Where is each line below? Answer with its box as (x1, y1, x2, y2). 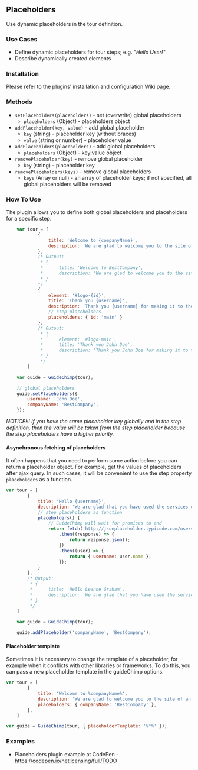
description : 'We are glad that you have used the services (37, 504, 189, 510)
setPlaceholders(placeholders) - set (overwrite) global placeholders (14, 111, 181, 118)
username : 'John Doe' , (27, 396, 83, 402)
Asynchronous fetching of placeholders (6, 444, 106, 451)
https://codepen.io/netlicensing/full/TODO (14, 757, 117, 764)
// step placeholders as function (37, 509, 123, 515)
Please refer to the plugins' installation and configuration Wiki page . (6, 83, 171, 90)
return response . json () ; (69, 537, 131, 543)
